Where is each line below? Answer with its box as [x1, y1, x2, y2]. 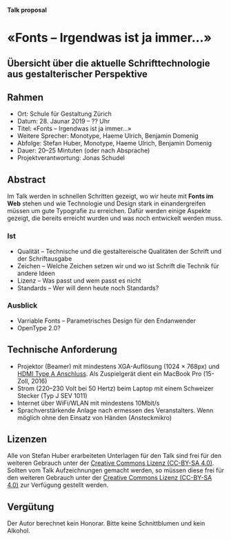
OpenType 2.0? [17, 323, 61, 332]
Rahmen [7, 91, 43, 103]
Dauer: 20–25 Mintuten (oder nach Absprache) [17, 146, 150, 154]
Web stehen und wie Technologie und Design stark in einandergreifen [7, 199, 206, 208]
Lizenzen [7, 434, 47, 445]
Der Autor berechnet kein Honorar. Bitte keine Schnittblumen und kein [7, 519, 205, 528]
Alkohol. [7, 527, 30, 535]
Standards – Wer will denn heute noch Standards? [17, 283, 159, 292]
